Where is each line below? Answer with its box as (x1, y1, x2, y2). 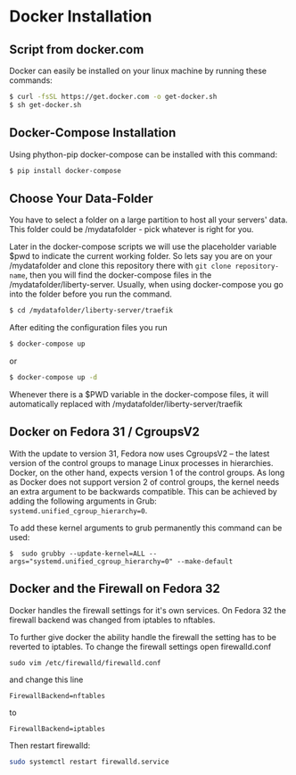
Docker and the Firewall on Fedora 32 (9, 581, 221, 596)
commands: (9, 75, 53, 86)
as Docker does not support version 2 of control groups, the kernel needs (9, 476, 280, 487)
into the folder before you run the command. (9, 288, 172, 300)
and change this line (9, 674, 84, 685)
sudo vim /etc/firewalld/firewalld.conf (9, 658, 162, 667)
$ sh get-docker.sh (9, 100, 82, 109)
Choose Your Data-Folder (9, 190, 153, 206)
